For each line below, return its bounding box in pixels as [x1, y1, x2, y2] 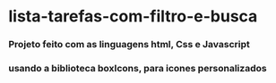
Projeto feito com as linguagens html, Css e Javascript [8, 38, 250, 51]
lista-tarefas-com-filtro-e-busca [8, 6, 258, 27]
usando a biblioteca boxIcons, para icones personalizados [8, 62, 267, 75]
